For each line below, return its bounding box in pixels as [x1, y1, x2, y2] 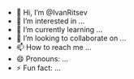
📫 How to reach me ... [15, 43, 92, 52]
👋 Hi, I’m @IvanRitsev [15, 8, 88, 17]
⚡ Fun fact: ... [15, 63, 61, 73]
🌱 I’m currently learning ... [15, 25, 103, 34]
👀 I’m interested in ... [15, 16, 85, 26]
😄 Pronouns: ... [15, 54, 69, 64]
